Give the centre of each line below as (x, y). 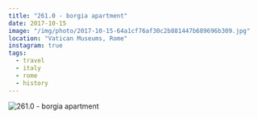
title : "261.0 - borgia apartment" (68, 16)
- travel (30, 61)
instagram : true (35, 46)
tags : (17, 53)
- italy (29, 68)
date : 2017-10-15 (37, 23)
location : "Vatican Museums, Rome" (68, 38)
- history (32, 83)
